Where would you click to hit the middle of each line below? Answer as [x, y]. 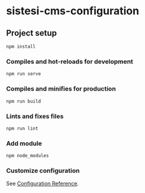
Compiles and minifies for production [61, 89]
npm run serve [24, 74]
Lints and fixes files [35, 116]
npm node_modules [28, 156]
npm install [21, 46]
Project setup [32, 33]
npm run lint [22, 128]
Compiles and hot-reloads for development [70, 61]
